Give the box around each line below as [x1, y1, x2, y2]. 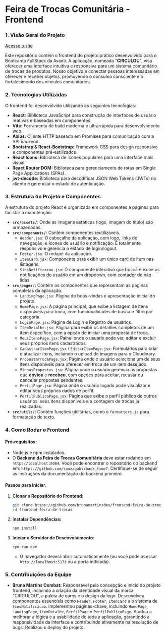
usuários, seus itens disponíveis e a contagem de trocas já [19, 398, 140, 404]
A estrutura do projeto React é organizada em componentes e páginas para [5, 204, 159, 210]
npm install [12, 526, 37, 531]
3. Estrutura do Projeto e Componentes [5, 193, 101, 200]
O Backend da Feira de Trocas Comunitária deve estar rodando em [12, 455, 151, 461]
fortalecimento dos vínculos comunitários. [5, 79, 91, 85]
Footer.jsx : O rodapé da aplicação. [19, 251, 93, 257]
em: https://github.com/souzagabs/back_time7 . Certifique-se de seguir [12, 465, 158, 471]
